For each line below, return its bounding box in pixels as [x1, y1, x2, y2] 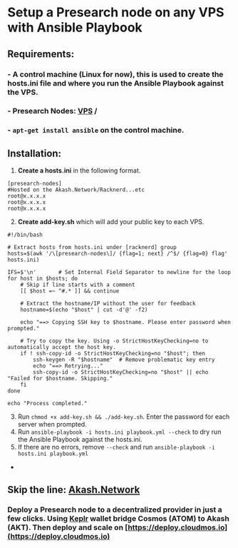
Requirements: [7, 48, 75, 60]
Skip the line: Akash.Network [7, 483, 140, 496]
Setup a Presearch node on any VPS [7, 4, 224, 21]
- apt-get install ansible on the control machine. [7, 126, 185, 136]
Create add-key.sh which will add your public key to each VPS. [17, 218, 205, 226]
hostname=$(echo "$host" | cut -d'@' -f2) [20, 306, 148, 314]
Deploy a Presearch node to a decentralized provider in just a [7, 504, 222, 514]
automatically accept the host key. [7, 344, 116, 351]
